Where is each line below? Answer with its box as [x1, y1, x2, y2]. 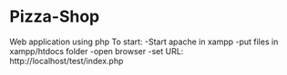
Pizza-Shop [9, 6, 100, 27]
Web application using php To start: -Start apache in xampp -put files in [9, 36, 279, 47]
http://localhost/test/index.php [9, 55, 124, 66]
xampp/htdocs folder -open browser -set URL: [9, 45, 184, 56]
